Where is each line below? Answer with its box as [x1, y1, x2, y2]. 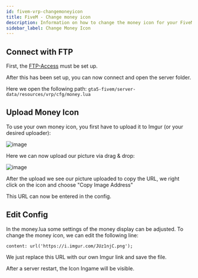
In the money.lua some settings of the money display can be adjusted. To [6, 225, 184, 233]
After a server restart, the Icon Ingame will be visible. [6, 264, 134, 272]
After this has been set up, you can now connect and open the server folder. [6, 74, 192, 81]
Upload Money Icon [6, 107, 80, 118]
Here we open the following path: [6, 85, 87, 92]
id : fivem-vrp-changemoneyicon [6, 8, 83, 15]
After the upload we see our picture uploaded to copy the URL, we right [6, 175, 180, 182]
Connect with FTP [6, 47, 74, 57]
